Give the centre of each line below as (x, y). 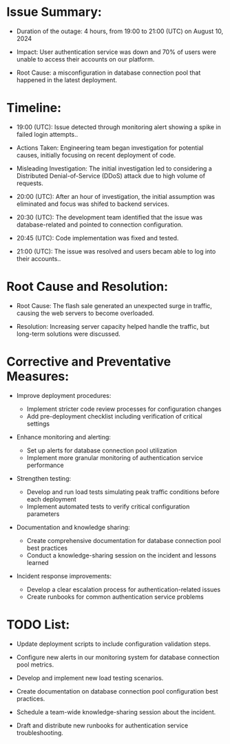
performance (45, 465)
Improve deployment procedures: (64, 395)
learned (38, 562)
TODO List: (38, 624)
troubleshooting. (40, 732)
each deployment (51, 499)
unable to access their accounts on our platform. (85, 59)
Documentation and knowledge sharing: (73, 527)
